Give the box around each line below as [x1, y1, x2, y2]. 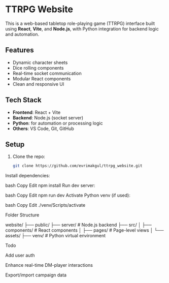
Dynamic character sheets [12, 59, 68, 66]
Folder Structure [5, 212, 40, 218]
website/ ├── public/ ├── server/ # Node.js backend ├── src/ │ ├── [5, 222, 152, 228]
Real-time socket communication [12, 70, 82, 76]
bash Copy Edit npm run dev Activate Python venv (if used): [5, 192, 130, 199]
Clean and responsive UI [12, 81, 64, 87]
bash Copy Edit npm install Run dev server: [5, 182, 95, 188]
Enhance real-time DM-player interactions [5, 262, 93, 268]
